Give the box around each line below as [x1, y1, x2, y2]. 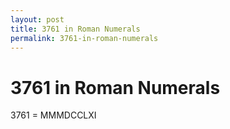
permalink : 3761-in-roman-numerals [10, 33, 159, 43]
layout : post [10, 14, 65, 25]
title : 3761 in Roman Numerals [10, 24, 141, 34]
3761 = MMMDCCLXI [10, 109, 97, 121]
